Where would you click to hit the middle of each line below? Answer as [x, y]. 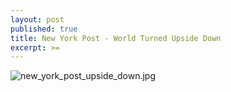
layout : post [37, 19]
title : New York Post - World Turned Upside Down [116, 38]
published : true [44, 29]
